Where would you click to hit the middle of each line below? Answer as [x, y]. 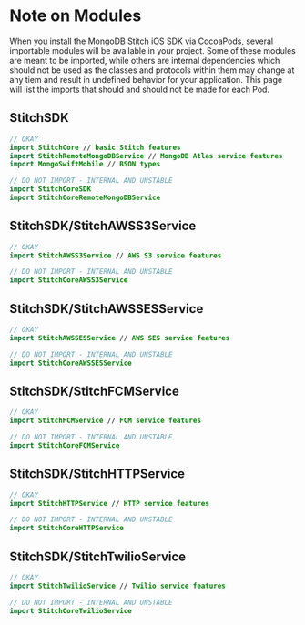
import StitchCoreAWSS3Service [69, 280]
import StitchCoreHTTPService [67, 529]
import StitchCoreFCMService [65, 445]
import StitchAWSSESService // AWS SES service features [120, 338]
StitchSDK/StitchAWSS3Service [103, 226]
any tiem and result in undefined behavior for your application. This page [146, 79]
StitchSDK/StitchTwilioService [98, 556]
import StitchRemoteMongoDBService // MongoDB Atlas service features [146, 156]
